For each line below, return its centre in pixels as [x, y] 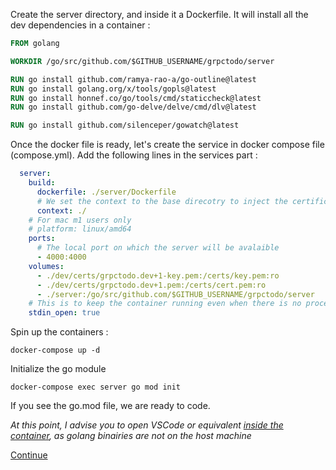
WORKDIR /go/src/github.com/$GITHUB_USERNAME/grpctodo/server [142, 61]
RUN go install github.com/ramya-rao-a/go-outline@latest [133, 79]
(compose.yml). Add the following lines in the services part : [134, 155]
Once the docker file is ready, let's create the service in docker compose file [167, 145]
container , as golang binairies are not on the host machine [131, 436]
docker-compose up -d [55, 350]
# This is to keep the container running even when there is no [165, 304]
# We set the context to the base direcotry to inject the [162, 201]
